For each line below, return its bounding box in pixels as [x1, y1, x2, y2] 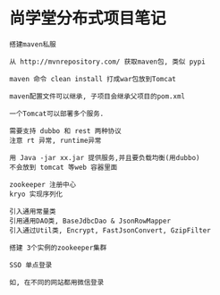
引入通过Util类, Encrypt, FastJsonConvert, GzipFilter [9, 225, 212, 235]
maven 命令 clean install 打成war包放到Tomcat [9, 74, 176, 83]
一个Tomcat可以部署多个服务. [9, 109, 105, 118]
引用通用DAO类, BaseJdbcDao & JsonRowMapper [9, 216, 172, 225]
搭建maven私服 [9, 39, 56, 49]
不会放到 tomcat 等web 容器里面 [9, 163, 118, 172]
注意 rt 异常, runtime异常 [9, 136, 102, 145]
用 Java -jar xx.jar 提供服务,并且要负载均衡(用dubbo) [9, 153, 200, 162]
